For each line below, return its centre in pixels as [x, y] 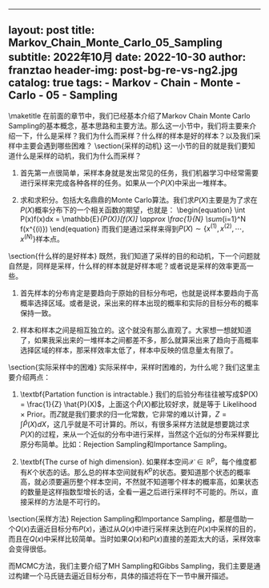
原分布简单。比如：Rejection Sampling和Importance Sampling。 [125, 445]
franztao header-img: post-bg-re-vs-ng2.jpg [123, 70]
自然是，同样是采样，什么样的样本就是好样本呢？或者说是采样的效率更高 [127, 266]
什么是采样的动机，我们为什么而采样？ [78, 155]
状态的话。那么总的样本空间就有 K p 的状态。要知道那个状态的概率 [145, 471]
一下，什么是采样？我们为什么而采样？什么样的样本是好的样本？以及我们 [134, 135]
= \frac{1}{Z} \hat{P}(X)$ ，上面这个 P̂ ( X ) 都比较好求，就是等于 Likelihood [138, 405]
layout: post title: [52, 30]
